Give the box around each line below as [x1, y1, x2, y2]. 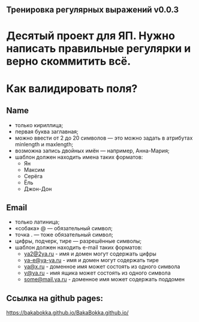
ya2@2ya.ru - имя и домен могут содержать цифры [23, 250, 157, 257]
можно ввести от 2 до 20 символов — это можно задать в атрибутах [14, 134, 193, 142]
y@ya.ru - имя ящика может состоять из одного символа [23, 269, 171, 276]
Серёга [23, 172, 43, 179]
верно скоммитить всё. [6, 54, 131, 68]
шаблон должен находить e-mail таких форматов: [14, 244, 143, 251]
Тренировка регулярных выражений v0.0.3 [6, 5, 179, 15]
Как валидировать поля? [6, 82, 138, 95]
